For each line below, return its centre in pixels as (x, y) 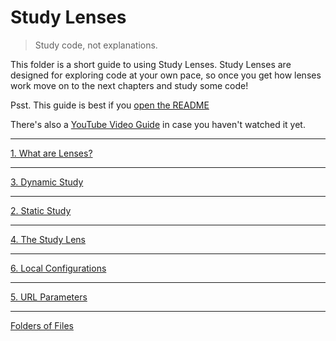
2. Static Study (41, 210)
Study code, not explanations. (96, 45)
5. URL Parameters (49, 297)
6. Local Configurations (58, 268)
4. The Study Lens (48, 239)
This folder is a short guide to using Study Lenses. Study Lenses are (151, 64)
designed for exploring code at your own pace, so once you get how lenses (166, 75)
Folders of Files (42, 325)
